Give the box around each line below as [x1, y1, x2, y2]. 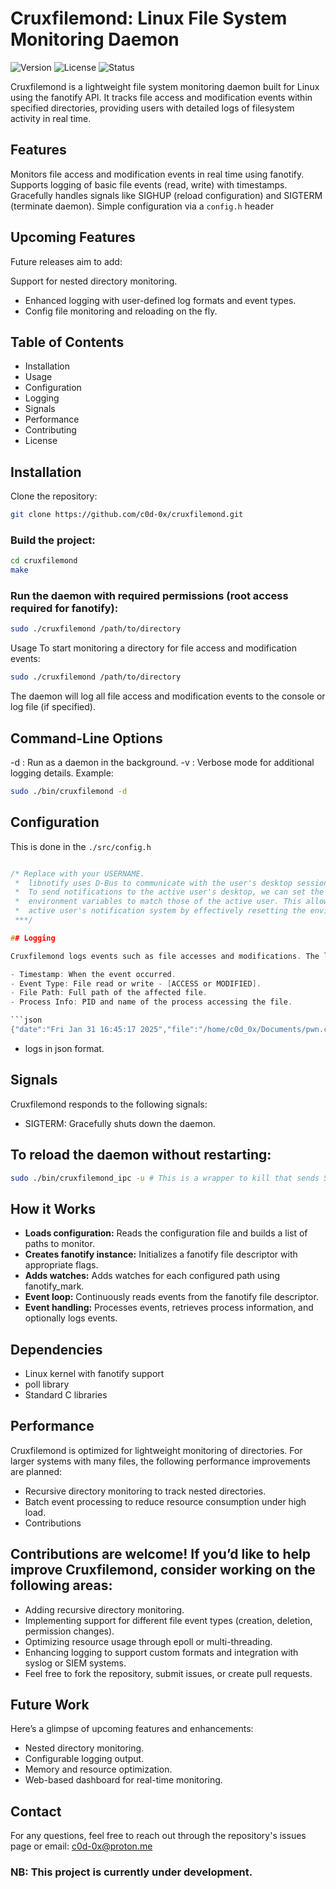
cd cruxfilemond [10, 556, 78, 566]
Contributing [24, 424, 77, 436]
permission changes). [24, 1625, 115, 1637]
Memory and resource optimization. [24, 1763, 173, 1776]
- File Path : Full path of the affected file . [10, 988, 208, 998]
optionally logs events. [24, 1312, 118, 1324]
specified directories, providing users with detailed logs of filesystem [10, 102, 295, 114]
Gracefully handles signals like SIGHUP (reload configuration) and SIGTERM [10, 189, 323, 201]
